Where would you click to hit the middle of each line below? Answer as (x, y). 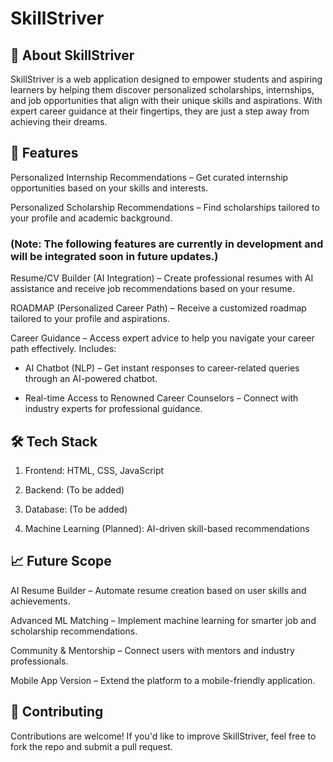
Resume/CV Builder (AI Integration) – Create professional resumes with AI (162, 278)
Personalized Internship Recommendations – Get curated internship (149, 177)
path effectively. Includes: (63, 349)
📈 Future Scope (61, 561)
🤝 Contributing (57, 712)
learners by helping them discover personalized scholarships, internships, (162, 90)
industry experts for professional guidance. (113, 409)
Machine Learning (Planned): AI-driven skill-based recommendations (167, 528)
